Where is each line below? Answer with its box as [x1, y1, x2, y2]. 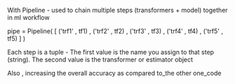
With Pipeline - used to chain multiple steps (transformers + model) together [7, 6, 228, 14]
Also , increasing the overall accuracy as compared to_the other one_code [7, 69, 222, 77]
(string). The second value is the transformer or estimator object [7, 55, 194, 64]
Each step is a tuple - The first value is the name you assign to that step [7, 48, 215, 56]
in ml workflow [7, 13, 51, 22]
